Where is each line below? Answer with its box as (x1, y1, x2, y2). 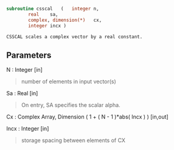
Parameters (6, 50, 52, 60)
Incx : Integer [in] (6, 125, 49, 132)
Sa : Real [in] (6, 90, 38, 97)
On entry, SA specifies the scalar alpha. (21, 101, 120, 109)
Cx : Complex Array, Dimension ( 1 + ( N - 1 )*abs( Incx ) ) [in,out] (6, 113, 169, 121)
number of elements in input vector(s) (21, 78, 117, 85)
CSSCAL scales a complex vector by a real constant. (6, 33, 143, 39)
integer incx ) (28, 22, 67, 29)
